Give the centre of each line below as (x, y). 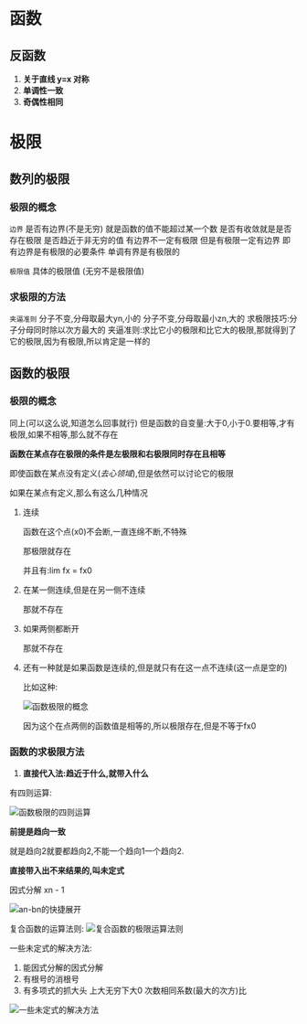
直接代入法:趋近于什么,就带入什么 (85, 773)
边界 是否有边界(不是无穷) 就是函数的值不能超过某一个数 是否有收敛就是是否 (151, 229)
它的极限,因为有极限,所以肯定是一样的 (80, 341)
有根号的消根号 (51, 979)
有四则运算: (31, 793)
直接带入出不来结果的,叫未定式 (67, 870)
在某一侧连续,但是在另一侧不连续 (84, 590)
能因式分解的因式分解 (63, 968)
